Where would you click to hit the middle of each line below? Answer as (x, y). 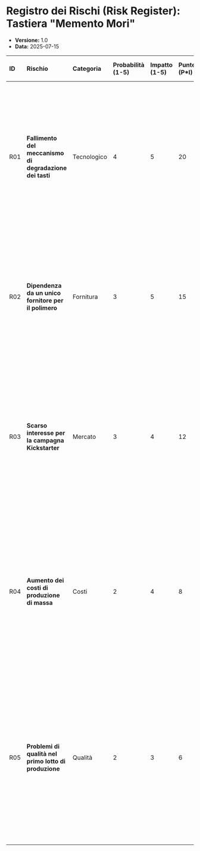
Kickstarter (43, 448)
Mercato (84, 437)
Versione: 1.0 (31, 40)
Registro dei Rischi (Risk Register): (93, 11)
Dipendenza (44, 285)
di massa (40, 603)
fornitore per (45, 300)
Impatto (162, 65)
